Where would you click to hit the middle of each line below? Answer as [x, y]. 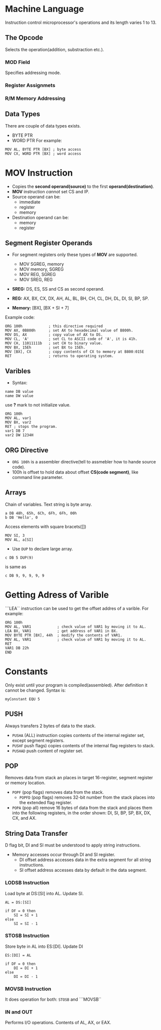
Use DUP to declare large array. [42, 549]
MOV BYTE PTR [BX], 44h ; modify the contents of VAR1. [64, 635]
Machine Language [44, 9]
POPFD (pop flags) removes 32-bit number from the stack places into [87, 797]
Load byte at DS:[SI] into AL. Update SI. [44, 893]
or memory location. [25, 783]
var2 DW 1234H [19, 435]
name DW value [19, 396]
